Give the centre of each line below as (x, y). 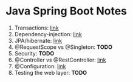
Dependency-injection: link (48, 34)
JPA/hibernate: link (38, 40)
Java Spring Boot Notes (66, 11)
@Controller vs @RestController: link (60, 60)
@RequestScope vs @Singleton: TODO (63, 47)
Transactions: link (36, 28)
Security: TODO (34, 53)
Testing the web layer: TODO (51, 72)
